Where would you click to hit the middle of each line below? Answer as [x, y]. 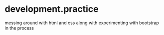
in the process [19, 28]
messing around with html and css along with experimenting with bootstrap [82, 23]
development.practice [52, 9]
